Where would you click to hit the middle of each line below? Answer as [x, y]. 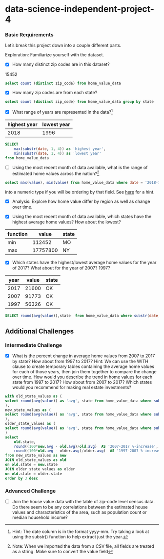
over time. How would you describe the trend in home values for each [82, 377]
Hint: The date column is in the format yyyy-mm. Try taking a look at [81, 531]
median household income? [40, 517]
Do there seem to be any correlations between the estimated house [80, 507]
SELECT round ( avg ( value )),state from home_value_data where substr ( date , [83, 316]
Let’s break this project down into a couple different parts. [63, 46]
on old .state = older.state [34, 474]
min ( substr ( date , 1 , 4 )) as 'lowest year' [58, 153]
